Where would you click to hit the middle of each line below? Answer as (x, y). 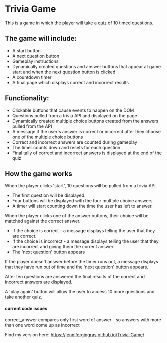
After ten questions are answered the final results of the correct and (75, 277)
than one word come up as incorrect (42, 325)
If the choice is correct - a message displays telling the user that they (84, 231)
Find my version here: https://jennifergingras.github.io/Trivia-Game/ (75, 335)
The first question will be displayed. (49, 195)
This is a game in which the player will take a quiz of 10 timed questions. (79, 23)
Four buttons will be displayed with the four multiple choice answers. (83, 201)
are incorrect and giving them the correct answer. (63, 247)
